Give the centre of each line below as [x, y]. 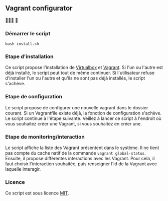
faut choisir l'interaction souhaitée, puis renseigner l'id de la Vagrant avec [81, 164]
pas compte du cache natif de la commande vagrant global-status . [76, 153]
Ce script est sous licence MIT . [37, 193]
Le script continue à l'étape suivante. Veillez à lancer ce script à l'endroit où [83, 118]
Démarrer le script [28, 33]
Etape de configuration [34, 97]
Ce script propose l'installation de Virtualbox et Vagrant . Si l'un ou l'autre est [84, 68]
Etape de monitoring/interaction [45, 137]
